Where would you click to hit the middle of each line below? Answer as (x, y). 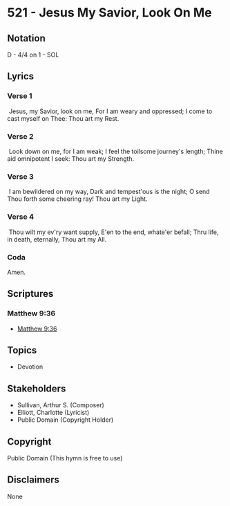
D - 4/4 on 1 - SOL (33, 55)
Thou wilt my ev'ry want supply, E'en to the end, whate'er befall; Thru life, (114, 232)
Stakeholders (37, 388)
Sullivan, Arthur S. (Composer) (61, 405)
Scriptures (30, 294)
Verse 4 (21, 217)
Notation (27, 38)
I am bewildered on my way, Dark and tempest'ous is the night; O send (109, 192)
